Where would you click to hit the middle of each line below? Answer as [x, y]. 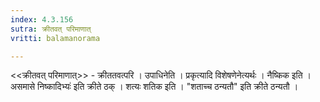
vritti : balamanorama [55, 38]
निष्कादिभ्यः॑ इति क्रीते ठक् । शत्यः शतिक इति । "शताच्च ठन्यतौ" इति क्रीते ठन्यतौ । [168, 87]
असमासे [23, 87]
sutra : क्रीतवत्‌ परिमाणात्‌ [51, 29]
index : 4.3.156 [42, 19]
